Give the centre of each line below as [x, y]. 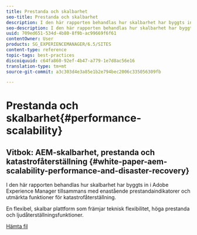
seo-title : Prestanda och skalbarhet [52, 17]
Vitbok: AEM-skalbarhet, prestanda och [81, 152]
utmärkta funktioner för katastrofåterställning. [61, 197]
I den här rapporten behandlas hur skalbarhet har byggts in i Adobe [87, 185]
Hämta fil [17, 226]
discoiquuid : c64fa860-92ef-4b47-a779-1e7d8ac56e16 [70, 61]
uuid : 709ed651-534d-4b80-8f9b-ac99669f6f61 [61, 33]
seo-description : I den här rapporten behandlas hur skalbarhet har [91, 28]
